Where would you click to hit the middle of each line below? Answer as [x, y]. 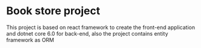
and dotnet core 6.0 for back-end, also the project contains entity [87, 33]
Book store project [53, 11]
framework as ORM [30, 40]
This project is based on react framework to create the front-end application [101, 27]
